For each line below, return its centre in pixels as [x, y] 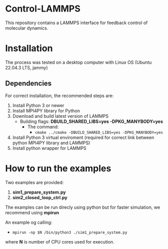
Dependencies [28, 84]
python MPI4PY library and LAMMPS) [51, 143]
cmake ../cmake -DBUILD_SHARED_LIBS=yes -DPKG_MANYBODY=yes [99, 132]
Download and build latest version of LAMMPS [60, 116]
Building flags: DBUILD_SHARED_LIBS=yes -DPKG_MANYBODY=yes [92, 121]
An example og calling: [29, 222]
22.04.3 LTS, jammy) [27, 67]
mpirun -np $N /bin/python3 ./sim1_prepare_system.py [70, 232]
